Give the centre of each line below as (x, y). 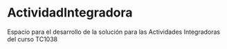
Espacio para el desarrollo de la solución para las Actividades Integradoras (113, 32)
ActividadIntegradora (70, 13)
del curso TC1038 (33, 39)
